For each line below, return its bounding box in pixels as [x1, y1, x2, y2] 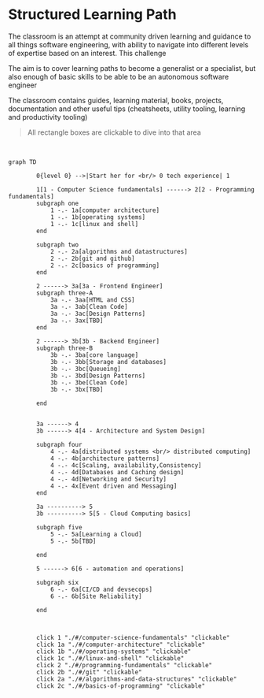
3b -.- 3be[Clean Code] [49, 378, 128, 387]
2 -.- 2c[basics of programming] [49, 262, 159, 269]
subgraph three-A [36, 289, 93, 297]
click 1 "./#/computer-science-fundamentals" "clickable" [36, 633, 230, 641]
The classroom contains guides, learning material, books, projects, [8, 95, 224, 105]
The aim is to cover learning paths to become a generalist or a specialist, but [8, 63, 256, 72]
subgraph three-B [36, 344, 93, 352]
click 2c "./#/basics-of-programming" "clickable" [36, 681, 206, 690]
